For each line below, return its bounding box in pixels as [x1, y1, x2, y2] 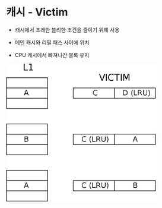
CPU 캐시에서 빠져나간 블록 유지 [14, 51, 90, 58]
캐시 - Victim [6, 5, 68, 19]
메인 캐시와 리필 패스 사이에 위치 [14, 39, 90, 46]
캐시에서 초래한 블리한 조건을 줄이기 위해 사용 [14, 26, 120, 33]
